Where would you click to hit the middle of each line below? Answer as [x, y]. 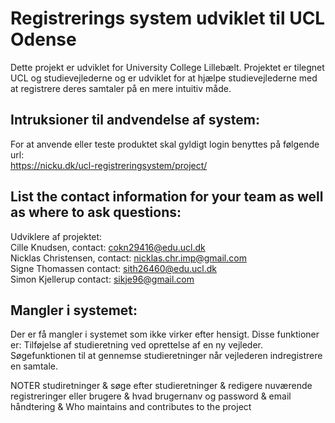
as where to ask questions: [96, 212]
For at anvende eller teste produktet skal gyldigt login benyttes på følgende [165, 144]
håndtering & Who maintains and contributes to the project [131, 407]
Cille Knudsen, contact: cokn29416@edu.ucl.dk [108, 247]
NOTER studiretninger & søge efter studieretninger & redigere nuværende [161, 386]
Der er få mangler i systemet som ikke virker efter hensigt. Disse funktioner [165, 334]
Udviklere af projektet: [56, 236]
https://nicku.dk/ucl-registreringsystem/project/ [109, 165]
